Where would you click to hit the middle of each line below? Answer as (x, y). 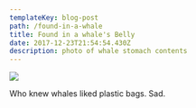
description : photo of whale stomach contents (98, 51)
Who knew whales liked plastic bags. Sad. (88, 94)
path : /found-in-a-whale (56, 26)
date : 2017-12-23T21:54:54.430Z (70, 43)
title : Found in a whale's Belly (72, 34)
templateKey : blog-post (54, 18)
